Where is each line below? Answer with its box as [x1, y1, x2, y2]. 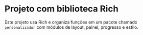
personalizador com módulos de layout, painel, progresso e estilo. [4, 24, 139, 30]
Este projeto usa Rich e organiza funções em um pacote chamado [4, 19, 138, 25]
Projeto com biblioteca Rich [4, 3, 119, 14]
